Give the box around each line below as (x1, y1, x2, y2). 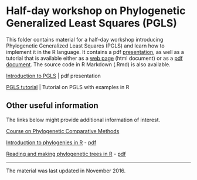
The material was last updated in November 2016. (6, 167, 126, 174)
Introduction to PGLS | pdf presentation (6, 72, 101, 79)
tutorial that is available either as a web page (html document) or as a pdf (6, 55, 183, 62)
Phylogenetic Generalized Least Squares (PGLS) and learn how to (6, 42, 165, 49)
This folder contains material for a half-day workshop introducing (6, 36, 164, 43)
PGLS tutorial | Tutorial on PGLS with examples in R (6, 83, 130, 90)
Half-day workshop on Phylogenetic (6, 4, 186, 18)
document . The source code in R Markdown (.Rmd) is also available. (6, 60, 171, 68)
